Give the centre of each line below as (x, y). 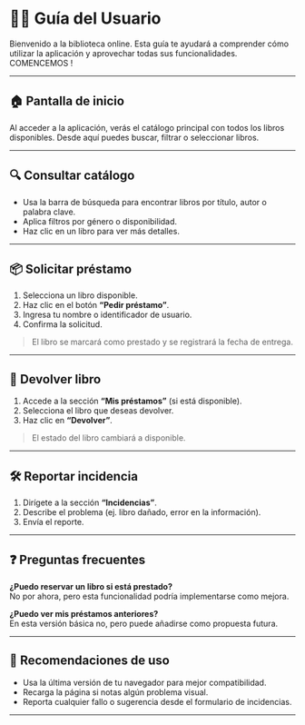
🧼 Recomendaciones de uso (89, 661)
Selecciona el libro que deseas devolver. (98, 411)
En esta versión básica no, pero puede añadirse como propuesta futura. (144, 623)
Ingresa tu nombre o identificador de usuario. (107, 315)
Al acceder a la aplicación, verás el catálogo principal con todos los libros (147, 127)
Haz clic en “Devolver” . (68, 421)
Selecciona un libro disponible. (80, 295)
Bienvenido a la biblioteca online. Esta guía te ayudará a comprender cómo (149, 44)
